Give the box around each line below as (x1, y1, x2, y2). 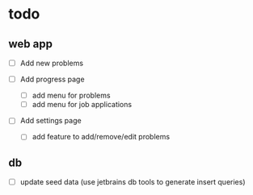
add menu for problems (32, 90, 111, 101)
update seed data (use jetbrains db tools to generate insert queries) (19, 177, 246, 187)
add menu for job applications (32, 100, 132, 110)
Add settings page (19, 116, 82, 126)
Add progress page (19, 74, 85, 85)
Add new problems (19, 58, 83, 68)
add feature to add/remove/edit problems (32, 132, 171, 142)
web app (8, 37, 53, 51)
